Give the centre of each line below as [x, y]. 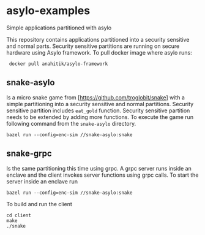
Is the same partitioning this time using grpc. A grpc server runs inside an [99, 168]
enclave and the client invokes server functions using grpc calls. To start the [102, 175]
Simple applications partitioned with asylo [59, 28]
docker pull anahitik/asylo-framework [58, 64]
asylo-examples [48, 11]
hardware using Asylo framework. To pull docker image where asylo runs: [99, 52]
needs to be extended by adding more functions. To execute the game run [100, 117]
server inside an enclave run [42, 181]
